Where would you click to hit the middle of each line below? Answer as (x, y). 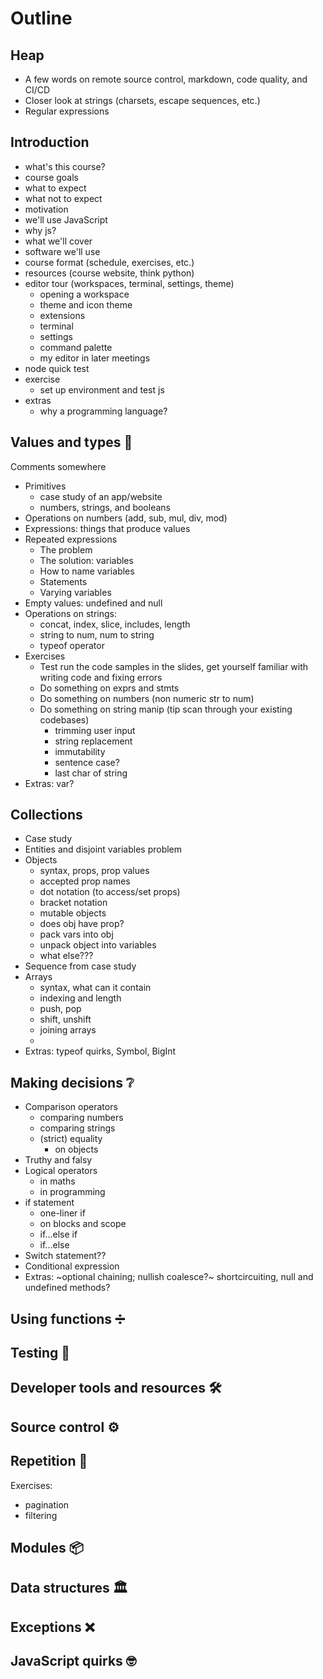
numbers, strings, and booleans (105, 507)
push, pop (60, 1009)
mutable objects (73, 913)
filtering (41, 1515)
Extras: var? (49, 783)
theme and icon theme (86, 304)
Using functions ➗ (67, 1318)
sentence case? (87, 762)
